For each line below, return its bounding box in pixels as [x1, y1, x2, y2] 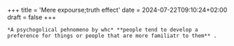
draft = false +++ [7, 13, 57, 21]
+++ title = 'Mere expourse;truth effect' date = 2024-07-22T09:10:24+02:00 [7, 6, 228, 14]
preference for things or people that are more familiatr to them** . [7, 32, 217, 39]
